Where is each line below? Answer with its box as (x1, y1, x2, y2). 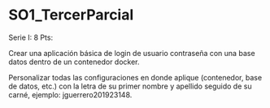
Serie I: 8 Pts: (8, 32, 54, 42)
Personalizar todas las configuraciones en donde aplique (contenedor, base (8, 72, 263, 82)
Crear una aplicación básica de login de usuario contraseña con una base (8, 48, 255, 58)
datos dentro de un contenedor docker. (8, 57, 140, 67)
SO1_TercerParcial (8, 6, 134, 24)
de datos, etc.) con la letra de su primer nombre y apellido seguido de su (8, 81, 252, 91)
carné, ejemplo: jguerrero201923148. (8, 89, 133, 99)
